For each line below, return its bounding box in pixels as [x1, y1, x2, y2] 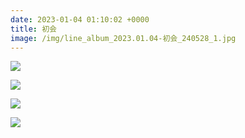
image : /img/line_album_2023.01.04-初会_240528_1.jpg [10, 33, 237, 43]
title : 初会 [10, 24, 57, 34]
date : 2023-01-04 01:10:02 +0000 [10, 14, 150, 25]
